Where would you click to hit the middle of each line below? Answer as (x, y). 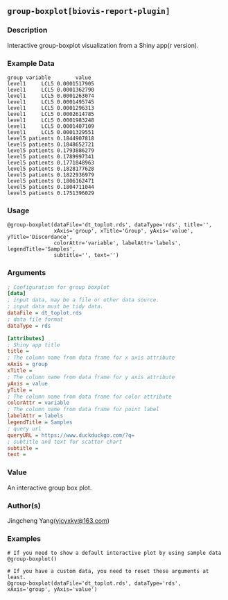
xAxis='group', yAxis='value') (52, 590)
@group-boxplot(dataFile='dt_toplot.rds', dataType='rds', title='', (110, 225)
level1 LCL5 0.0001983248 (51, 120)
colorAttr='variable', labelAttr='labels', (117, 243)
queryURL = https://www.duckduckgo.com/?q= (71, 435)
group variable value (49, 77)
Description (27, 30)
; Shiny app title (34, 345)
